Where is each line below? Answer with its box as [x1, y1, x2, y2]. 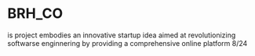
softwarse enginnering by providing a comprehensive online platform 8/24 [7, 38, 248, 47]
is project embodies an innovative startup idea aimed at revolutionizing [7, 30, 236, 40]
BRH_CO [7, 5, 64, 23]
